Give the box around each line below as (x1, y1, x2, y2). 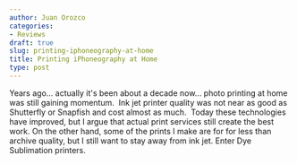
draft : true (9, 38, 54, 47)
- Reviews (9, 30, 47, 39)
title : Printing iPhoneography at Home (9, 55, 158, 64)
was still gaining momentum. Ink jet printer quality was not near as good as (9, 97, 288, 108)
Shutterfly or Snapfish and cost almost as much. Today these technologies (9, 107, 286, 117)
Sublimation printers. (9, 144, 87, 155)
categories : (9, 22, 54, 30)
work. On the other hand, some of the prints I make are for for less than (9, 125, 272, 136)
